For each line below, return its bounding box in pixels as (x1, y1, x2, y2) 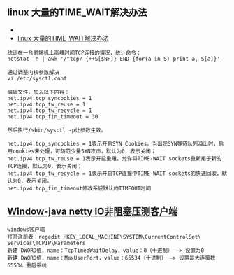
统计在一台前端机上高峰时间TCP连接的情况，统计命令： (7, 49, 142, 56)
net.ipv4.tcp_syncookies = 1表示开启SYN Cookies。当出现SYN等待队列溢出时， (7, 140, 219, 147)
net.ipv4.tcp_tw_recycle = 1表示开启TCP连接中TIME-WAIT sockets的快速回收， (7, 170, 222, 177)
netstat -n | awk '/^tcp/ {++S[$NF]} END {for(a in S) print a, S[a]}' (7, 55, 220, 62)
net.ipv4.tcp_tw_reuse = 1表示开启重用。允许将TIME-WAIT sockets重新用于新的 (7, 155, 222, 162)
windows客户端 (7, 226, 45, 233)
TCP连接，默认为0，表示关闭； (7, 162, 82, 169)
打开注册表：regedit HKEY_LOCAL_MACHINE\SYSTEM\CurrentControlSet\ (7, 233, 201, 240)
